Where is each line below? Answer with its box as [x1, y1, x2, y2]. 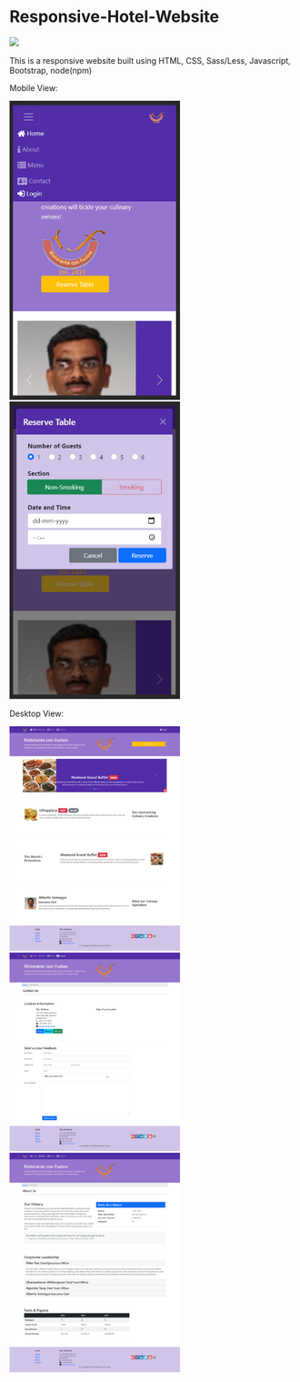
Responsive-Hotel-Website [9, 6, 220, 27]
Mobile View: [9, 82, 58, 93]
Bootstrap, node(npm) [9, 65, 93, 76]
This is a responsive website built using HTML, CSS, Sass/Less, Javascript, [9, 55, 291, 66]
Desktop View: [9, 708, 65, 719]
